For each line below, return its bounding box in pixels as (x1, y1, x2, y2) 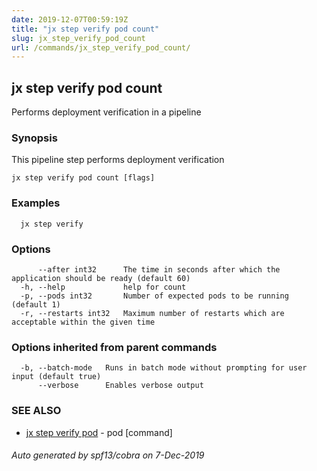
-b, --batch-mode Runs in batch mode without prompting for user (20, 363, 308, 373)
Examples (11, 196, 61, 210)
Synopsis (11, 131, 58, 145)
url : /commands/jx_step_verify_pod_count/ (11, 42, 191, 53)
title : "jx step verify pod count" (11, 24, 160, 34)
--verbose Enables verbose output (37, 381, 204, 391)
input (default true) (11, 372, 102, 382)
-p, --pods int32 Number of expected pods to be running (20, 291, 289, 301)
